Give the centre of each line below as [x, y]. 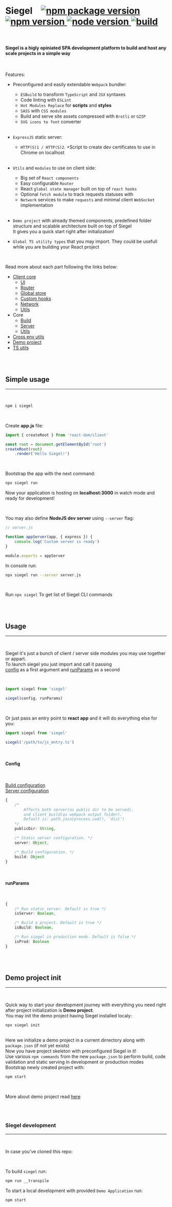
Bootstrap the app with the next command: [50, 474]
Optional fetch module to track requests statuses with [77, 194]
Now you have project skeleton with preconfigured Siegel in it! [71, 1051]
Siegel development [31, 1125]
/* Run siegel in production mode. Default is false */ [76, 937]
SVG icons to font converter [51, 122]
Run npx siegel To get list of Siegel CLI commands [59, 595]
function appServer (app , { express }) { [49, 537]
